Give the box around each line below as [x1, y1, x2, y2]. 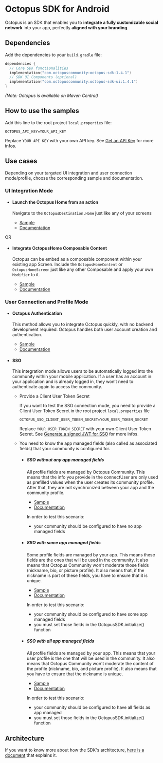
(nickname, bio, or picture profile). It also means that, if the [26, 568, 145, 573]
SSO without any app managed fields [26, 457, 104, 462]
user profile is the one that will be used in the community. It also [26, 655, 155, 661]
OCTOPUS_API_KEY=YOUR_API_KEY [5, 129, 67, 134]
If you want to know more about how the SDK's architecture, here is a [5, 747, 145, 753]
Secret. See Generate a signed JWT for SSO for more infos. [19, 431, 139, 437]
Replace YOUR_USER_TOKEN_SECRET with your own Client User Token [19, 426, 152, 432]
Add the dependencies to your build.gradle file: [5, 52, 102, 57]
